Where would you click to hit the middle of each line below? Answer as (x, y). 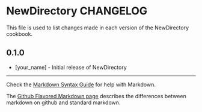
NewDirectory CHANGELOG (77, 11)
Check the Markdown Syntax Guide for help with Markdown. (81, 84)
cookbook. (20, 34)
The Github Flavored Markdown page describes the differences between (96, 96)
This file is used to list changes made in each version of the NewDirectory (98, 28)
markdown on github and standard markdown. (63, 102)
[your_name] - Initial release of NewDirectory (71, 67)
